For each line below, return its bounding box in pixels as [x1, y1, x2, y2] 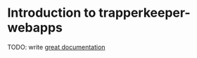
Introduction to [7, 5, 96, 21]
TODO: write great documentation [7, 43, 106, 51]
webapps [7, 20, 63, 36]
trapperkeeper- [98, 5, 191, 21]
